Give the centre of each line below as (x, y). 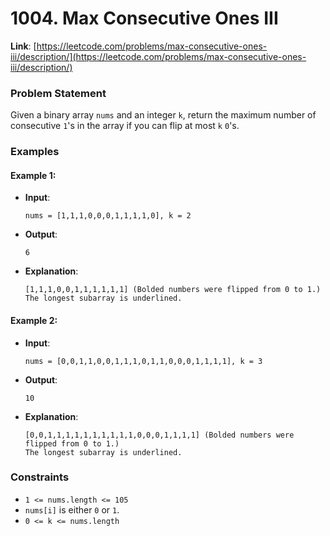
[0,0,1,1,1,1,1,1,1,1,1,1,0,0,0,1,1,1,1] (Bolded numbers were (159, 435)
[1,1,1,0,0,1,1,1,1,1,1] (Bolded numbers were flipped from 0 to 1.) (173, 290)
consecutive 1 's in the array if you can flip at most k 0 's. (125, 126)
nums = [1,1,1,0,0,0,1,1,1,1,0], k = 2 (108, 216)
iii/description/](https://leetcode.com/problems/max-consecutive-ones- (158, 56)
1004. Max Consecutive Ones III (144, 18)
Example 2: (34, 320)
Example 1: (33, 175)
